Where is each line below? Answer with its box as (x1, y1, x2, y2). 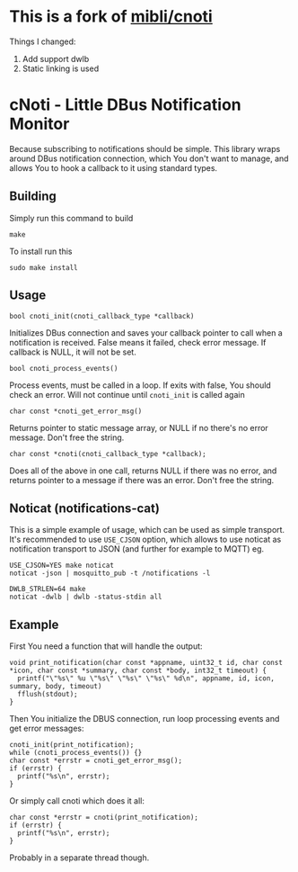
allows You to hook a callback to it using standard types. (9, 162, 218, 173)
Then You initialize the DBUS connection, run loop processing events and (9, 714, 280, 724)
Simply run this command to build (9, 212, 134, 223)
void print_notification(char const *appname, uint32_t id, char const (9, 659, 283, 668)
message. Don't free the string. (9, 432, 125, 443)
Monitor (9, 114, 70, 134)
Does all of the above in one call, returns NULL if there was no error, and (9, 465, 277, 476)
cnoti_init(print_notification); (9, 741, 135, 750)
